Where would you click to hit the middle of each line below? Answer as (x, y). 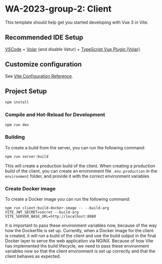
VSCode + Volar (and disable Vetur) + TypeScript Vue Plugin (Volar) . (73, 49)
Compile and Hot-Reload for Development (55, 115)
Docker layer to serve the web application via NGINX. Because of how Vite (79, 241)
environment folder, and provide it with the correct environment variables (77, 176)
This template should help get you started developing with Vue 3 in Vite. (77, 22)
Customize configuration (44, 65)
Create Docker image (30, 189)
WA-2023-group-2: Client (58, 9)
